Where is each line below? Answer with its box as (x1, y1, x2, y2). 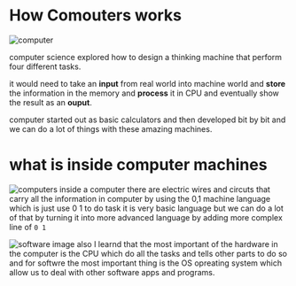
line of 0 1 (9, 221, 47, 232)
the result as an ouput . (9, 97, 93, 107)
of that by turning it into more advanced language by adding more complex (9, 212, 284, 222)
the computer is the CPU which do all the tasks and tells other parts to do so (9, 248, 288, 259)
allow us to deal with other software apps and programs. (9, 267, 215, 277)
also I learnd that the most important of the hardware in (76, 238, 278, 249)
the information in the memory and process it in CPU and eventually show (9, 88, 279, 98)
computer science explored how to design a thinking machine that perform (9, 51, 282, 62)
